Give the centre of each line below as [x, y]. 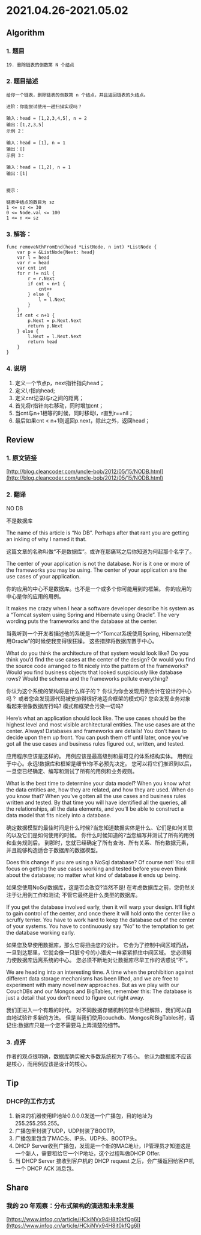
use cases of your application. [43, 576]
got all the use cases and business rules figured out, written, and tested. [95, 743]
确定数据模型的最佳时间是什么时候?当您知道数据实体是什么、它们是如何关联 [100, 828]
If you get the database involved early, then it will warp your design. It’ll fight [100, 907]
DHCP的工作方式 [31, 1101]
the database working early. [41, 932]
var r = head [33, 263]
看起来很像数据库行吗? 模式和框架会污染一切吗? [65, 706]
